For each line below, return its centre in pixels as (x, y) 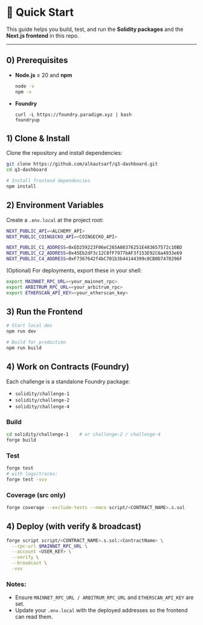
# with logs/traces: (32, 474)
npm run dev (21, 331)
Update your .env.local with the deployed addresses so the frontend (101, 610)
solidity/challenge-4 (42, 407)
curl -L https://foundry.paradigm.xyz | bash (73, 115)
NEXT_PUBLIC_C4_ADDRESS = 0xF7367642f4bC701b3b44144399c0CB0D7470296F (94, 259)
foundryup (27, 120)
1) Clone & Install (38, 138)
